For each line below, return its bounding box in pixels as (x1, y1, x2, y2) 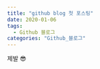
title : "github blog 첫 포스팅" (7, 9, 94, 17)
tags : (7, 22, 23, 29)
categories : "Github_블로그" (7, 35, 86, 42)
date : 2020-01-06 (7, 16, 57, 23)
